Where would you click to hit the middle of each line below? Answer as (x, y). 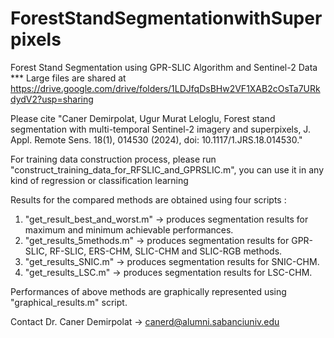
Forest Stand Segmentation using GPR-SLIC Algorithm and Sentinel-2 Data (164, 67)
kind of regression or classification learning (99, 180)
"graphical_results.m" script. (69, 302)
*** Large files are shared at (68, 78)
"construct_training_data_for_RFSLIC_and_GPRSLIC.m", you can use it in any (167, 169)
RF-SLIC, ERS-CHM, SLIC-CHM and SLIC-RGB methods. (166, 251)
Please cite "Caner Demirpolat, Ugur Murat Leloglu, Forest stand (143, 118)
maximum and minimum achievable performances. (129, 229)
